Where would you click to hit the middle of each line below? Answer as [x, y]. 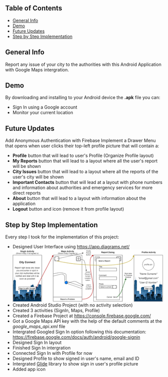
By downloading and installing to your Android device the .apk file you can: [83, 98]
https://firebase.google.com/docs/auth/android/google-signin [76, 337]
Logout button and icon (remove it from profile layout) [68, 209]
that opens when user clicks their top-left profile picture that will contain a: [82, 146]
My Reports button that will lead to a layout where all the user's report [85, 161]
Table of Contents [34, 8]
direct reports [27, 193]
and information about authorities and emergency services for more [82, 187]
